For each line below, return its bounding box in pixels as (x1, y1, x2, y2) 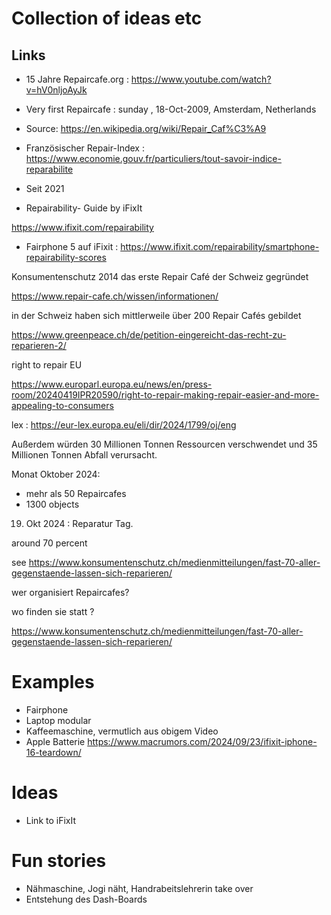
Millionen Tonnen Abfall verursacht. (11, 449, 158, 461)
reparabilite (25, 163, 74, 175)
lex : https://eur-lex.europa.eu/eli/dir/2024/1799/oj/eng (11, 419, 237, 431)
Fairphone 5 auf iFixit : (25, 241, 119, 252)
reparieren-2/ (11, 340, 67, 351)
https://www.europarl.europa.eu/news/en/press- (11, 378, 213, 390)
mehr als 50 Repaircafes (25, 488, 127, 499)
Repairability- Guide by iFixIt (25, 202, 143, 214)
